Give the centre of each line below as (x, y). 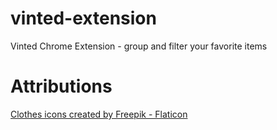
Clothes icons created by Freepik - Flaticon (99, 114)
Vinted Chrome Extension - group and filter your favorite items (139, 46)
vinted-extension (83, 18)
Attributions (61, 86)
